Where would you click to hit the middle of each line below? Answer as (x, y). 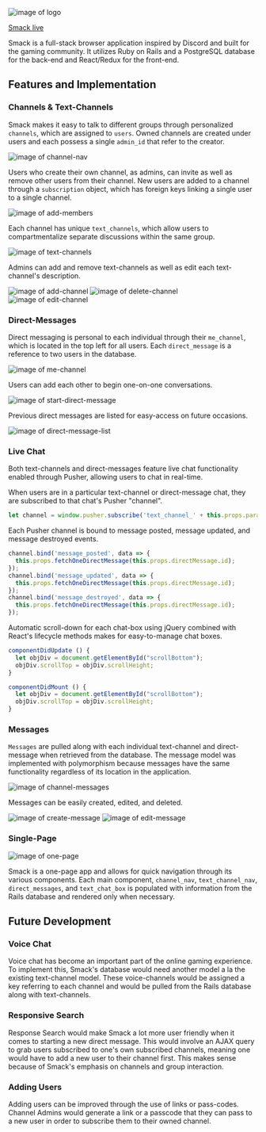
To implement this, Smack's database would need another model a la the (127, 969)
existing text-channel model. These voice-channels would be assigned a (127, 978)
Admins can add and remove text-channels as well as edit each (112, 267)
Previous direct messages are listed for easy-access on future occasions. (128, 415)
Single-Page (32, 839)
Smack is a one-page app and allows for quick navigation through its (120, 871)
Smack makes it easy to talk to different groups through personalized (121, 124)
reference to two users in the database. (72, 354)
